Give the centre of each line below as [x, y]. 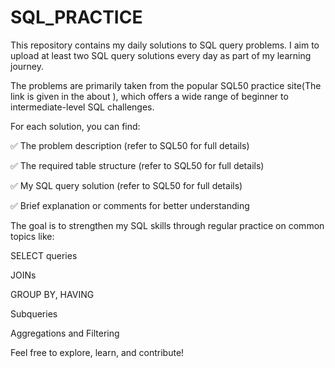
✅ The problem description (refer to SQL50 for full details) [130, 145]
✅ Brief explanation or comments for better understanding [130, 205]
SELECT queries [44, 255]
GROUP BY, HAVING [52, 294]
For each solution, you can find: [75, 126]
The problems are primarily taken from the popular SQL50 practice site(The [166, 85]
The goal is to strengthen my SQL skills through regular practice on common [167, 225]
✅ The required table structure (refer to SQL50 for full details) [137, 165]
